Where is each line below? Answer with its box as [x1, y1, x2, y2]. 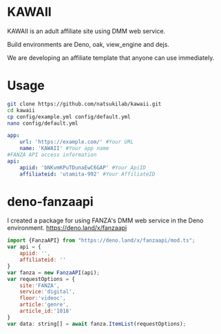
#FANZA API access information [7, 152, 97, 158]
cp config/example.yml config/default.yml [7, 113, 131, 121]
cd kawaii [7, 107, 36, 114]
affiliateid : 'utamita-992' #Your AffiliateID [19, 170, 156, 178]
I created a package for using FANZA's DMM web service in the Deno [7, 216, 204, 225]
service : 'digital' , [19, 289, 76, 295]
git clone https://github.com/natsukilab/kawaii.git [7, 101, 162, 107]
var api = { [7, 244, 41, 251]
